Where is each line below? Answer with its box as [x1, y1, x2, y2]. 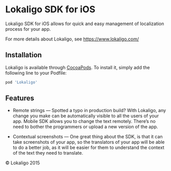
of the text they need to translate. [12, 150, 83, 156]
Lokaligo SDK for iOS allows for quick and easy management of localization [5, 20, 164, 27]
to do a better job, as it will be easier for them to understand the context [12, 144, 165, 151]
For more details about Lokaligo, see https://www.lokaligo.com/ [5, 36, 139, 42]
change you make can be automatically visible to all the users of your [12, 113, 159, 119]
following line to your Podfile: [5, 70, 67, 76]
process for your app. [5, 26, 51, 32]
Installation [5, 51, 42, 59]
